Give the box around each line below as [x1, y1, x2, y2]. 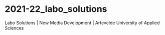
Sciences [5, 25, 24, 31]
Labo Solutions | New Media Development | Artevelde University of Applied [5, 20, 160, 26]
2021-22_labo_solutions [5, 3, 107, 15]
